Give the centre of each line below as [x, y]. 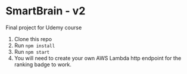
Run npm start [32, 51]
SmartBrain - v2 [46, 11]
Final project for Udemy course [44, 27]
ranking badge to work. [43, 64]
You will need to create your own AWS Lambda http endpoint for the [98, 58]
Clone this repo [33, 39]
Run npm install [35, 45]
